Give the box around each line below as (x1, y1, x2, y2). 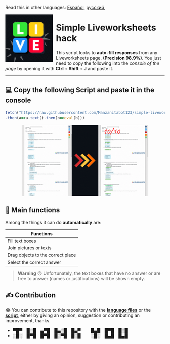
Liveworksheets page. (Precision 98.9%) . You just (56, 55, 161, 61)
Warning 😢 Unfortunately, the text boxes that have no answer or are (17, 270, 161, 276)
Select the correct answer (7, 259, 62, 265)
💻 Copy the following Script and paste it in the (5, 85, 154, 94)
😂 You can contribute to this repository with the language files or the (5, 307, 151, 313)
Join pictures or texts (7, 245, 52, 251)
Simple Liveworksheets (56, 22, 156, 33)
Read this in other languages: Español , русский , (5, 5, 106, 10)
